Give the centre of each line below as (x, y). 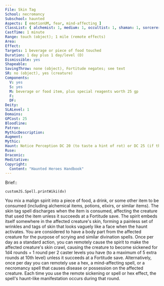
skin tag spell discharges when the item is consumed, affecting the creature (81, 211)
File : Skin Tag (20, 10)
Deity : (12, 105)
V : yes (16, 82)
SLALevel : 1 (17, 110)
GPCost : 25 (16, 119)
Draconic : (15, 155)
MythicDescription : (25, 132)
